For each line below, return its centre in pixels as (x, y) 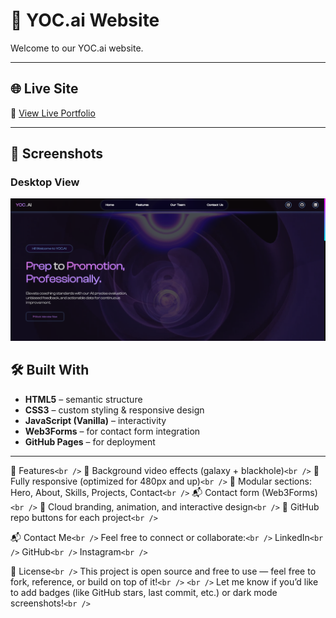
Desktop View (45, 182)
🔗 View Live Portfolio (53, 113)
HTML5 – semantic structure (83, 399)
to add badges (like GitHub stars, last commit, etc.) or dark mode (144, 592)
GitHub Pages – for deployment (90, 441)
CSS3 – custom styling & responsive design (114, 410)
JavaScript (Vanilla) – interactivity (95, 420)
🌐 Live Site (44, 89)
